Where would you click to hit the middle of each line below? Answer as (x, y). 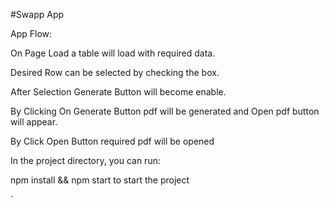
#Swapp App (37, 14)
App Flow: (31, 33)
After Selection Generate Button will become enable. (118, 92)
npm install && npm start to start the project (100, 180)
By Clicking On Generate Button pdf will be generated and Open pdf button (165, 111)
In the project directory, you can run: (85, 160)
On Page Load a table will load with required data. (113, 53)
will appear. (34, 122)
